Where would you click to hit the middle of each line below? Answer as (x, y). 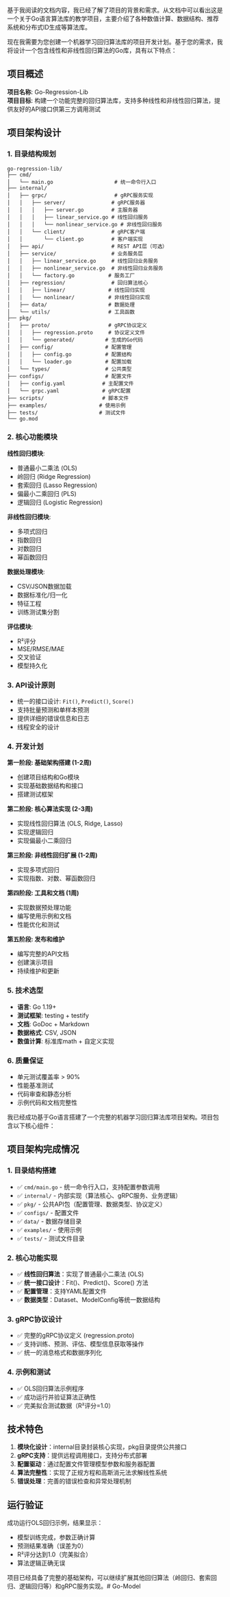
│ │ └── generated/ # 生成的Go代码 (75, 340)
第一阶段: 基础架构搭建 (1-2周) (49, 763)
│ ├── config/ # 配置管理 (69, 347)
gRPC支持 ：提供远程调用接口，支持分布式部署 (82, 1456)
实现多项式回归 (38, 870)
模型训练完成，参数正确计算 (56, 1537)
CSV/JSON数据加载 (44, 586)
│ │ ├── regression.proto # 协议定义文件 (76, 332)
